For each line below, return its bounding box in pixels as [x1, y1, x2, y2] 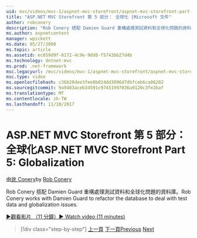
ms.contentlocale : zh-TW [6, 96, 67, 101]
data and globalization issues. [6, 201, 78, 208]
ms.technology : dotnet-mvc [6, 57, 72, 63]
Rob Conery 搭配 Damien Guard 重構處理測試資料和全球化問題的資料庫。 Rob [6, 188, 191, 195]
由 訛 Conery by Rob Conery [6, 176, 72, 183]
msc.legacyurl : [6, 69, 43, 74]
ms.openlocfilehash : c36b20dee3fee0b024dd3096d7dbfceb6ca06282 [6, 80, 164, 86]
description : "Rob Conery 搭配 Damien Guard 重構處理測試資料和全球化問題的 [6, 25, 183, 31]
